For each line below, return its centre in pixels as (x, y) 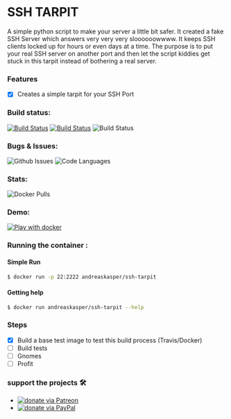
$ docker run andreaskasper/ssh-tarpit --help (76, 307)
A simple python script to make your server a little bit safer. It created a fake (115, 31)
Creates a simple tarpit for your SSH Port (76, 94)
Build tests (32, 348)
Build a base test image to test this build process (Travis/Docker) (110, 340)
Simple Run (24, 262)
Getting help (25, 292)
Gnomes (29, 356)
